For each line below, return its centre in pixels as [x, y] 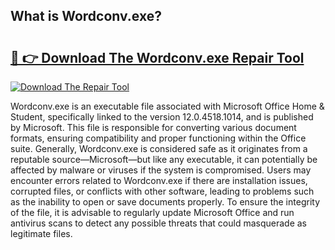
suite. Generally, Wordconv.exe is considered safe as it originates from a [159, 148]
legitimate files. [41, 233]
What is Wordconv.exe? [86, 16]
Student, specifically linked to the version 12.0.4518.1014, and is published [162, 117]
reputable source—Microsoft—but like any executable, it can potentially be [164, 159]
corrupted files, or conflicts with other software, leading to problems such [162, 191]
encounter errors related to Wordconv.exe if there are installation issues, [159, 180]
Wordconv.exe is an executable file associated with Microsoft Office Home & [167, 106]
